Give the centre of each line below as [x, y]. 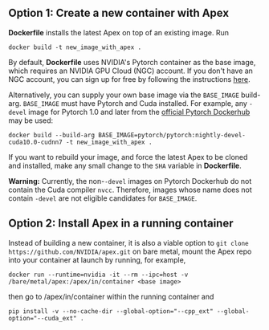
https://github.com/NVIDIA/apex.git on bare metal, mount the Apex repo [130, 251]
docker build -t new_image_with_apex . [75, 47]
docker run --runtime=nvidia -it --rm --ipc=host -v [98, 275]
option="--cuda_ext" [43, 318]
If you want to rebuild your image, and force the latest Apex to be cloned [128, 157]
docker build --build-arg [51, 135]
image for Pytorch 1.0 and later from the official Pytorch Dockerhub [139, 112]
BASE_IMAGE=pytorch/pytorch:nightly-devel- [172, 135]
